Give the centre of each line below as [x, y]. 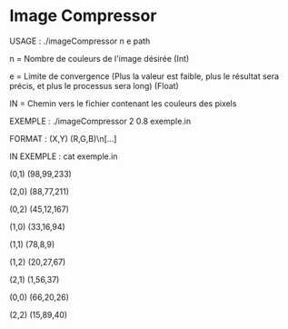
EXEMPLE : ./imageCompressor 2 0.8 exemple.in [100, 121]
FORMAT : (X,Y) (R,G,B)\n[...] [63, 138]
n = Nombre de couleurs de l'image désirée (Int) [99, 58]
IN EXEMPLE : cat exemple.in [64, 156]
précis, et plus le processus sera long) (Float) [94, 85]
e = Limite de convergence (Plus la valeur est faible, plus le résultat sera [144, 76]
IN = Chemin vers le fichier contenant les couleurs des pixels [123, 103]
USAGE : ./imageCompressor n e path [80, 41]
